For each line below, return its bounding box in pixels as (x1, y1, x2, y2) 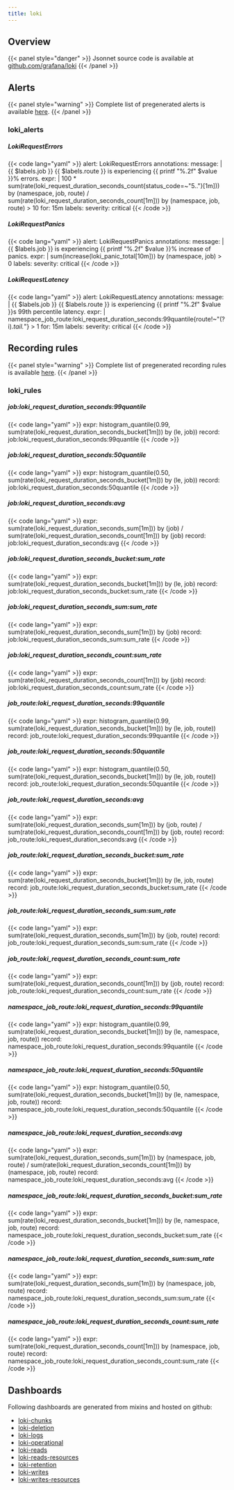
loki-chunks (17, 1416, 52, 1425)
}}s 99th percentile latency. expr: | (8, 308, 106, 316)
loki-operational (17, 1439, 64, 1447)
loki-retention (17, 1461, 57, 1469)
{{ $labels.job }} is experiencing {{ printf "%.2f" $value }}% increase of (8, 244, 211, 253)
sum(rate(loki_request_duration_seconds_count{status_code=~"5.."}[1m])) (8, 182, 220, 190)
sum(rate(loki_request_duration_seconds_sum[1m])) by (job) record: (8, 628, 202, 636)
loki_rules (8, 385, 42, 395)
